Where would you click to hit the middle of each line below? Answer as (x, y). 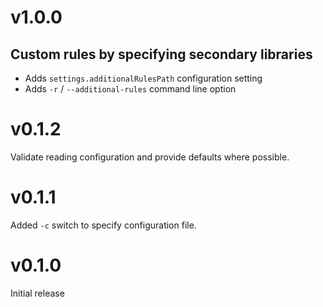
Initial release (37, 293)
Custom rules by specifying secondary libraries (161, 54)
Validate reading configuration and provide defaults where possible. (150, 157)
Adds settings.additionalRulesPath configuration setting (143, 78)
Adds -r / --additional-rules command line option (130, 89)
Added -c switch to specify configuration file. (103, 225)
